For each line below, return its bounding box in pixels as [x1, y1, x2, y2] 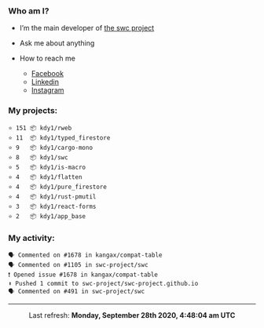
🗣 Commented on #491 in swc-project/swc [8, 287, 145, 295]
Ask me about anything [19, 38, 95, 48]
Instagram [31, 86, 64, 95]
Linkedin [31, 77, 59, 87]
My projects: [8, 105, 58, 116]
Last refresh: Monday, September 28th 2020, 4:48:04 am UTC [28, 310, 236, 319]
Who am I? [8, 5, 49, 16]
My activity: [8, 232, 55, 243]
